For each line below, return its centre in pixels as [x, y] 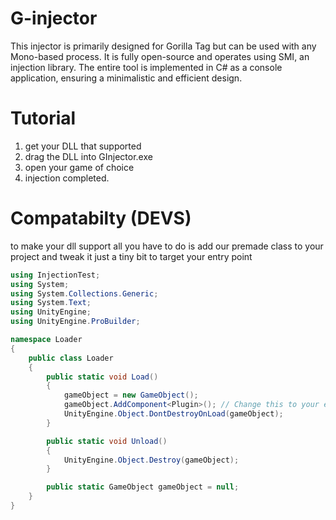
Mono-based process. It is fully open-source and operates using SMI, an [160, 56]
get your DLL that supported [83, 146]
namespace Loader [46, 340]
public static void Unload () [107, 441]
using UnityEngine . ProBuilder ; [75, 322]
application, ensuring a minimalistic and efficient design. [126, 78]
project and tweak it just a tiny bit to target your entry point [131, 256]
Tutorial [43, 118]
